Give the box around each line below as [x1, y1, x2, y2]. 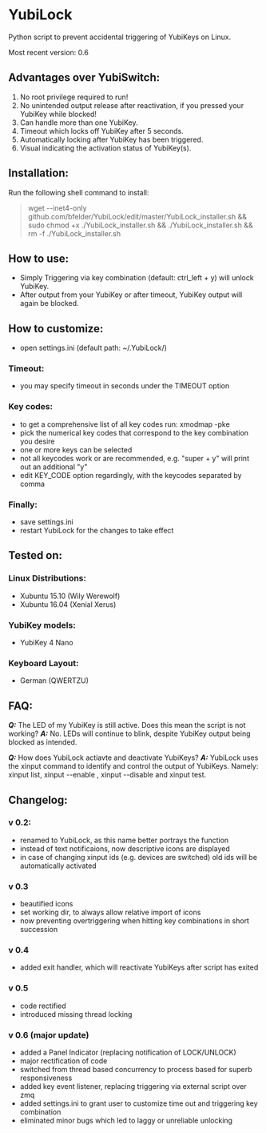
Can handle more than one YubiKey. [19, 118, 138, 127]
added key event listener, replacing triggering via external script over [19, 1082, 247, 1091]
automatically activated [19, 861, 97, 870]
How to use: [8, 251, 69, 265]
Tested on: [8, 548, 62, 562]
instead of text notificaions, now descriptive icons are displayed [19, 843, 230, 854]
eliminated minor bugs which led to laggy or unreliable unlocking [19, 1115, 233, 1126]
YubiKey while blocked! [19, 109, 97, 119]
